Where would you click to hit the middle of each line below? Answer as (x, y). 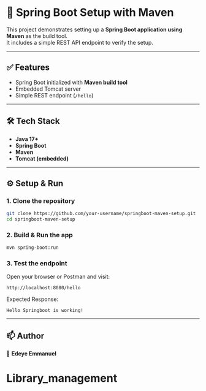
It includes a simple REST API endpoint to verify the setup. (80, 42)
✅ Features (28, 68)
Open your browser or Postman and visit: (58, 277)
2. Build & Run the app (40, 235)
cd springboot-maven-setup (41, 219)
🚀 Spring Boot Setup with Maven (90, 13)
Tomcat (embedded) (42, 158)
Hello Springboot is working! (45, 311)
